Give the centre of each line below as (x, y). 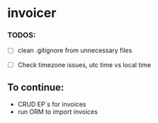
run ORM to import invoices (57, 112)
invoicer (32, 13)
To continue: (36, 87)
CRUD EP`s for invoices (52, 105)
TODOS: (22, 35)
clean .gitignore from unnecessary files (75, 50)
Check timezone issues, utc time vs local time (84, 64)
